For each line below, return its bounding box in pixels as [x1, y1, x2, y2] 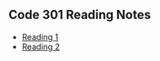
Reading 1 [21, 31, 59, 42]
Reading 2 [21, 41, 61, 52]
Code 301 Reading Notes [8, 7, 152, 23]
